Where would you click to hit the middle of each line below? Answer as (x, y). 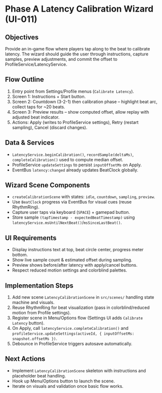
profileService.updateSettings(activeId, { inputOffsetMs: (73, 334)
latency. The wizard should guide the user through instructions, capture (77, 54)
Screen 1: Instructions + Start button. (49, 96)
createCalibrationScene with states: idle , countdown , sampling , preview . (84, 197)
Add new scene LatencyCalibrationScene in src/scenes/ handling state (83, 297)
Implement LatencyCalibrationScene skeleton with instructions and (79, 371)
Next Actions (25, 359)
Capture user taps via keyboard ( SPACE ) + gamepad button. (71, 212)
